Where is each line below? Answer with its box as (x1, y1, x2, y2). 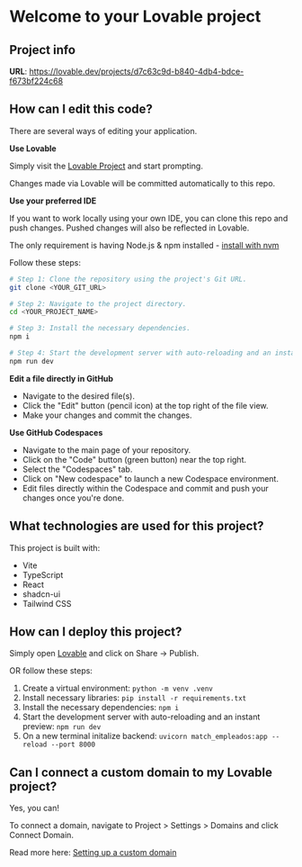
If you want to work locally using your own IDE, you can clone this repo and (9, 212, 289, 223)
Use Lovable (9, 142, 57, 154)
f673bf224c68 (9, 76, 64, 86)
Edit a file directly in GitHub (9, 373, 114, 384)
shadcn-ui (22, 588, 61, 600)
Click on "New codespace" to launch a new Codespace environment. (22, 473, 279, 483)
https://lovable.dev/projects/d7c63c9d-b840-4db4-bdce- (29, 66, 244, 77)
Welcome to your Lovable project (9, 6, 262, 27)
